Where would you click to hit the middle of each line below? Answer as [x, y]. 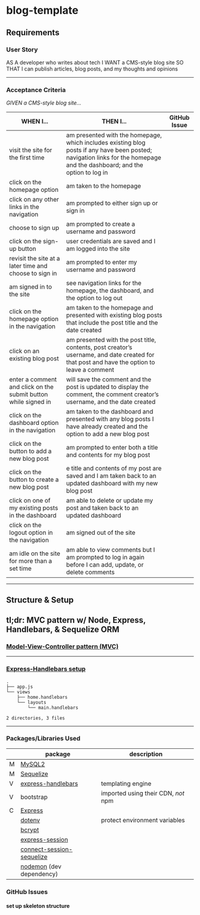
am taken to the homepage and [110, 308]
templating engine [126, 784]
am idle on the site [35, 553]
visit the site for [31, 150]
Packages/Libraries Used [43, 739]
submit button [29, 394]
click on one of [30, 501]
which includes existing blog [106, 143]
